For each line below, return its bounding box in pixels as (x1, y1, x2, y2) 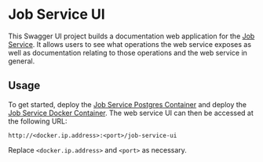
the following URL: (8, 116, 68, 126)
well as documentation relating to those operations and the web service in (8, 48, 247, 57)
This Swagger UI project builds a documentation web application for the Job (8, 31, 255, 41)
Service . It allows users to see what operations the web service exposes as (8, 39, 252, 49)
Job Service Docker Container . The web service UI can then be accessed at (8, 108, 254, 117)
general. (8, 56, 35, 66)
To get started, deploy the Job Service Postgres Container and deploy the (8, 99, 247, 109)
